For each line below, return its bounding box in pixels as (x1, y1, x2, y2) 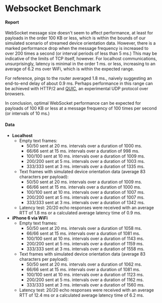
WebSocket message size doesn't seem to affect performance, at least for (5, 30, 153, 36)
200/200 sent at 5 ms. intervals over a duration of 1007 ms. (26, 194, 145, 200)
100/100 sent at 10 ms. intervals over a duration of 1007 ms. (26, 189, 145, 195)
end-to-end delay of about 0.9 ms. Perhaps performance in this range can (5, 80, 153, 86)
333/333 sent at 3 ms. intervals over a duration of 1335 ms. (26, 163, 145, 169)
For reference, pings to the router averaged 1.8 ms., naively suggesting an (5, 76, 152, 81)
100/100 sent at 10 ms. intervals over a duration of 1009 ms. (26, 153, 145, 159)
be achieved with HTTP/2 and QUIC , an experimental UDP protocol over (5, 86, 148, 92)
